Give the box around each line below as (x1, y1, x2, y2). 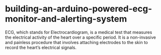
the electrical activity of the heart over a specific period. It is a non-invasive (5, 34, 156, 40)
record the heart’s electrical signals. (5, 44, 77, 50)
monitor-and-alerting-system (5, 13, 127, 24)
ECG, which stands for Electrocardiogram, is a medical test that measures (5, 29, 152, 35)
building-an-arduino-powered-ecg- (5, 3, 152, 14)
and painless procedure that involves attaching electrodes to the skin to (5, 39, 148, 45)
